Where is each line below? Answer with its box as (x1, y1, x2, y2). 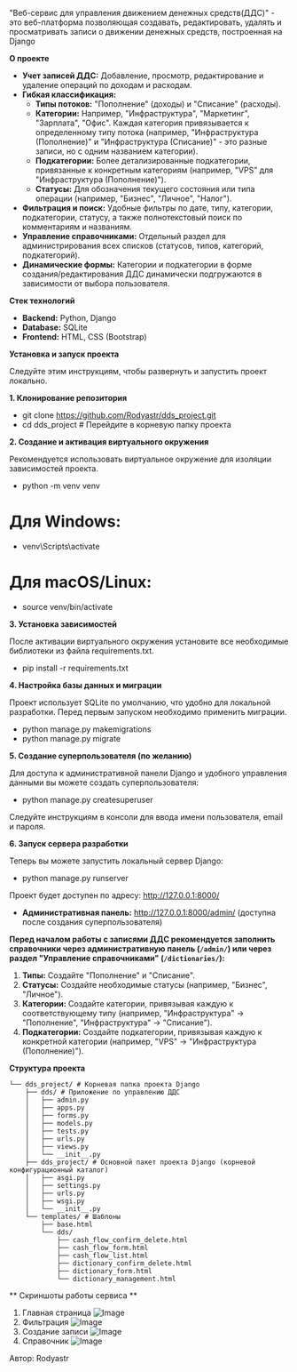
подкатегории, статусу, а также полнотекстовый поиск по (21, 213, 243, 222)
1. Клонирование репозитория (9, 393, 128, 403)
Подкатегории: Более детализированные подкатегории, (35, 156, 251, 165)
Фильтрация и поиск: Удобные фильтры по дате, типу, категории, (21, 203, 273, 213)
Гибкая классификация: (21, 89, 117, 100)
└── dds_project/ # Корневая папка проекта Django (9, 1079, 200, 1088)
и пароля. (9, 821, 46, 831)
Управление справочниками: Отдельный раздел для (21, 231, 226, 241)
